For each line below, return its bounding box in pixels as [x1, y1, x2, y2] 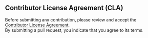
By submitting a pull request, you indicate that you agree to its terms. [5, 27, 144, 33]
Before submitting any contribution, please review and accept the [5, 17, 137, 22]
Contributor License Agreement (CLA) [5, 4, 124, 12]
